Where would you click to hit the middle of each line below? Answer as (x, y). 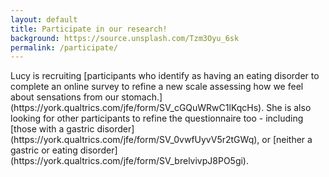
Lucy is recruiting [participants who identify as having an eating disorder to (165, 76)
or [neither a (287, 140)
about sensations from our (65, 97)
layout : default (44, 19)
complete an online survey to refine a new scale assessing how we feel (157, 87)
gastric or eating (44, 150)
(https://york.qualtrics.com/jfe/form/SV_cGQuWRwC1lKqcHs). (137, 108)
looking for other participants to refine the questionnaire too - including (157, 118)
